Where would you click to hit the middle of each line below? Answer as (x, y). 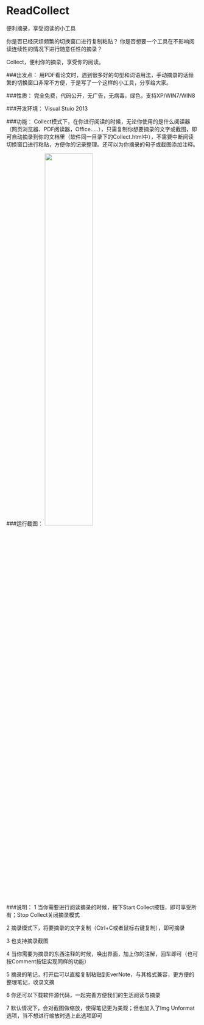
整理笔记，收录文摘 (30, 982)
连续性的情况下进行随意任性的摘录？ (57, 49)
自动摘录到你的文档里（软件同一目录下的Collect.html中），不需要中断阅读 (102, 137)
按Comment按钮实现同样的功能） (48, 961)
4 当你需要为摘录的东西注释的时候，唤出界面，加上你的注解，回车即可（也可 (102, 954)
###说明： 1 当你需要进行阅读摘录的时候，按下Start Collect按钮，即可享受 (99, 907)
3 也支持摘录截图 (27, 941)
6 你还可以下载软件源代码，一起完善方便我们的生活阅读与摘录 (83, 995)
